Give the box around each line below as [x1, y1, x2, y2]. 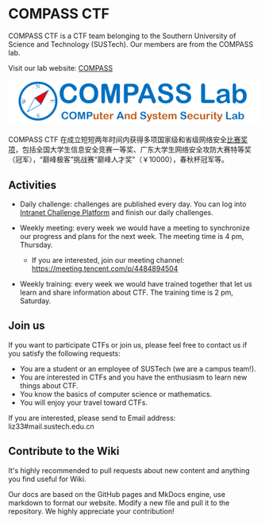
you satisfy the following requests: [8, 349, 121, 358]
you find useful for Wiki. [8, 474, 86, 484]
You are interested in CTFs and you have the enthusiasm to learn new [19, 372, 248, 382]
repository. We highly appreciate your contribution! [8, 506, 175, 516]
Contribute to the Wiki [8, 445, 120, 458]
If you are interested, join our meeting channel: [31, 256, 185, 265]
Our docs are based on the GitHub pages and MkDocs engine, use [8, 489, 226, 499]
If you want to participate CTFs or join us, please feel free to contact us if [8, 340, 248, 349]
